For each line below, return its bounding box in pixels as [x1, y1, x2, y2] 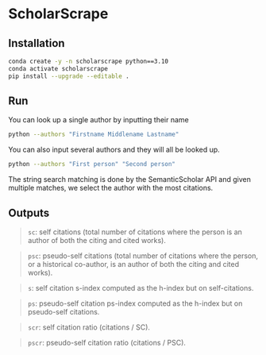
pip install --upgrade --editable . [8, 72, 129, 80]
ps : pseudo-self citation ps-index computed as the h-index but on [27, 299, 243, 308]
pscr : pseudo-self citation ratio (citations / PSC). [27, 338, 187, 347]
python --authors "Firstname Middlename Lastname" [8, 130, 179, 139]
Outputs [8, 206, 50, 219]
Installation [8, 37, 65, 50]
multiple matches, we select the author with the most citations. [8, 183, 214, 193]
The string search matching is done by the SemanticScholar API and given [8, 175, 252, 184]
